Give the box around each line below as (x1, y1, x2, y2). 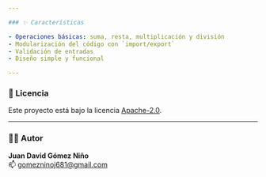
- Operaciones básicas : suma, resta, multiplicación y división (8, 32, 225, 40)
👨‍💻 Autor (8, 133, 44, 144)
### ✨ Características (8, 18, 85, 26)
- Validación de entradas (8, 47, 93, 55)
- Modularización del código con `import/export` (8, 40, 176, 48)
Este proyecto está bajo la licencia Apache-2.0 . (8, 106, 162, 115)
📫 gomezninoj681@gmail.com (8, 160, 108, 169)
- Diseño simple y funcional (8, 55, 104, 63)
